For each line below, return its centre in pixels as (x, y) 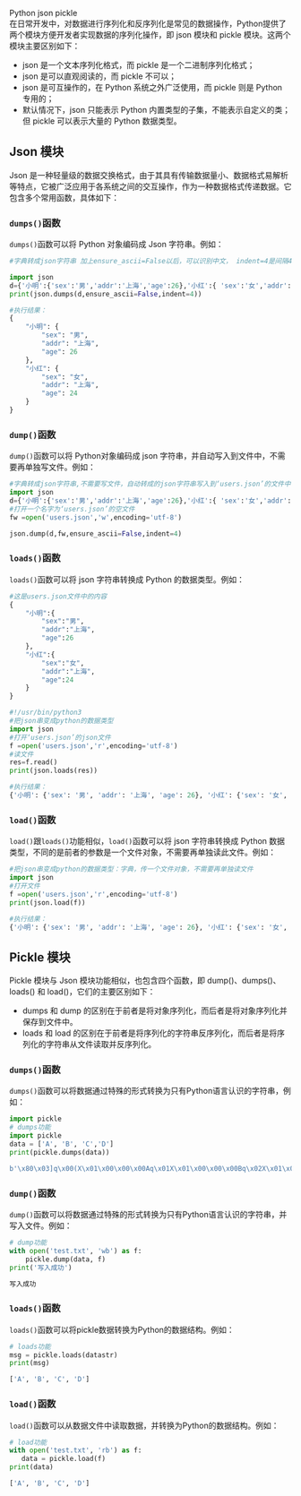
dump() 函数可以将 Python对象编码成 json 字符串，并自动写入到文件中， (140, 456)
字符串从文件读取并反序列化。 (101, 1045)
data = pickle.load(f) (63, 1459)
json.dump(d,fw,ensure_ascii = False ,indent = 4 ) (95, 533)
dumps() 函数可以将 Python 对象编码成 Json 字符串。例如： (116, 245)
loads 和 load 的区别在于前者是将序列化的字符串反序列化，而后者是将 (150, 1033)
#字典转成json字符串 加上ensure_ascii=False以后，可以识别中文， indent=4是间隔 (149, 262)
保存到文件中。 (50, 1022)
